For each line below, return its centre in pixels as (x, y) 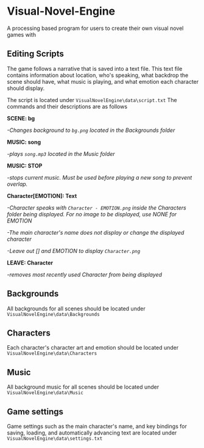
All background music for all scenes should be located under (83, 387)
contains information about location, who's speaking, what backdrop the (98, 75)
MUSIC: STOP (25, 166)
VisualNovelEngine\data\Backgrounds (53, 314)
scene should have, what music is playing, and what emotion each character (103, 81)
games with (21, 34)
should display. (26, 88)
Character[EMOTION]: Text (42, 196)
